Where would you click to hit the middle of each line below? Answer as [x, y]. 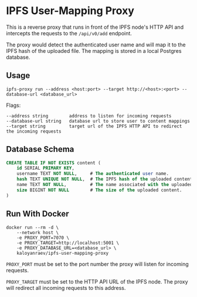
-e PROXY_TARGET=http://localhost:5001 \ [68, 243]
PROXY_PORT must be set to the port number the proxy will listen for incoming [97, 264]
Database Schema [40, 149]
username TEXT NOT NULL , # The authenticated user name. [93, 174]
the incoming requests [34, 131]
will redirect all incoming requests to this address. [66, 288]
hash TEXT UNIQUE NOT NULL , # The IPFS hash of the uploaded [94, 179]
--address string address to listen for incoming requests [89, 116]
